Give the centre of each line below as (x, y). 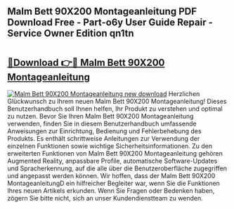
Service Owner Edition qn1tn (71, 33)
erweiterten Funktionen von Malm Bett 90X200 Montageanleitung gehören (115, 153)
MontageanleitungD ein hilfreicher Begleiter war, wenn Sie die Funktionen (113, 183)
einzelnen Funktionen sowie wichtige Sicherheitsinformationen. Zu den (110, 146)
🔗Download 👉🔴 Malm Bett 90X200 (86, 62)
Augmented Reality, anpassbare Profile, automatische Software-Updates (112, 161)
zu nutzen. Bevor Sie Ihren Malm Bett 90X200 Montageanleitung (100, 116)
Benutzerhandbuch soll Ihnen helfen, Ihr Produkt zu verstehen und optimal (115, 109)
